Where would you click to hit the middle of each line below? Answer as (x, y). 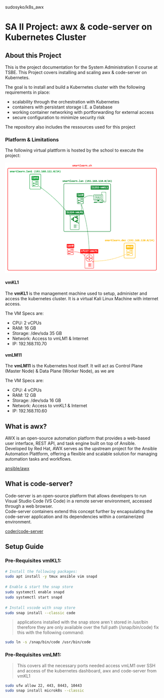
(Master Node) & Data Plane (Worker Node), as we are (60, 371)
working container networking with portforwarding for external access (83, 112)
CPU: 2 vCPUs (27, 323)
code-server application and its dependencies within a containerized (74, 517)
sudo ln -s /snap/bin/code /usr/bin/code (48, 642)
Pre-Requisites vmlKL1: (33, 561)
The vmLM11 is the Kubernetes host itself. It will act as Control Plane (74, 366)
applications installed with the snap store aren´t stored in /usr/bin (82, 622)
